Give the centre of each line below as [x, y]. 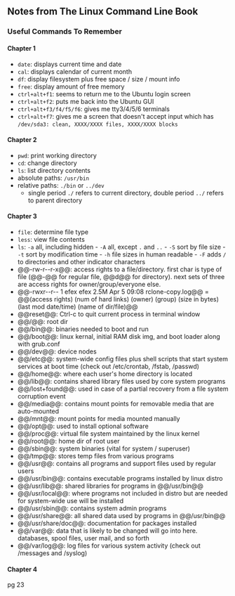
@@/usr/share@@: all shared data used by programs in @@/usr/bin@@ [121, 515]
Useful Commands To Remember [65, 32]
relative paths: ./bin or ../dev [61, 185]
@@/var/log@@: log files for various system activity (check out [109, 545]
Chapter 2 [22, 140]
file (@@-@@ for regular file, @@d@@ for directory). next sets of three [121, 276]
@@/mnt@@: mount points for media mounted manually [99, 418]
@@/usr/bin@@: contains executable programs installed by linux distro [120, 478]
